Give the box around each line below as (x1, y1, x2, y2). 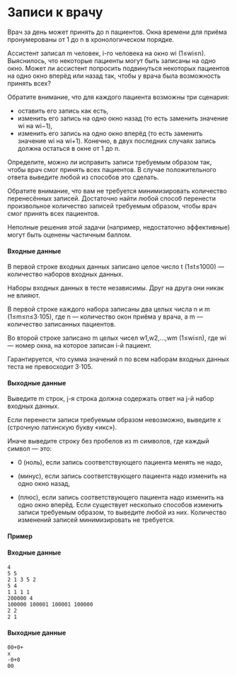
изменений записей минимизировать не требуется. (17, 516, 175, 524)
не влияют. (7, 291, 40, 300)
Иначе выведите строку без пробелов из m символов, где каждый (7, 437, 210, 446)
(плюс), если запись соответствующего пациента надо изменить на (17, 493, 224, 501)
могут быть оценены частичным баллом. (7, 230, 132, 239)
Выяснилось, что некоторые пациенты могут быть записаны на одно (7, 56, 216, 64)
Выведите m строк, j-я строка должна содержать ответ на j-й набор (7, 395, 214, 403)
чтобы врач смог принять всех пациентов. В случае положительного (7, 165, 217, 174)
